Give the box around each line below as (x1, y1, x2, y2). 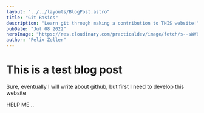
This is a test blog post (6, 63, 123, 77)
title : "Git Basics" (6, 15, 59, 21)
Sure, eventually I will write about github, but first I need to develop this (6, 83, 184, 90)
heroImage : (6, 31, 34, 37)
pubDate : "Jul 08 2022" (6, 25, 67, 32)
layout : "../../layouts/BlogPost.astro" (6, 8, 110, 15)
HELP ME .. (6, 101, 35, 108)
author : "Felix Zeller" (6, 37, 67, 43)
